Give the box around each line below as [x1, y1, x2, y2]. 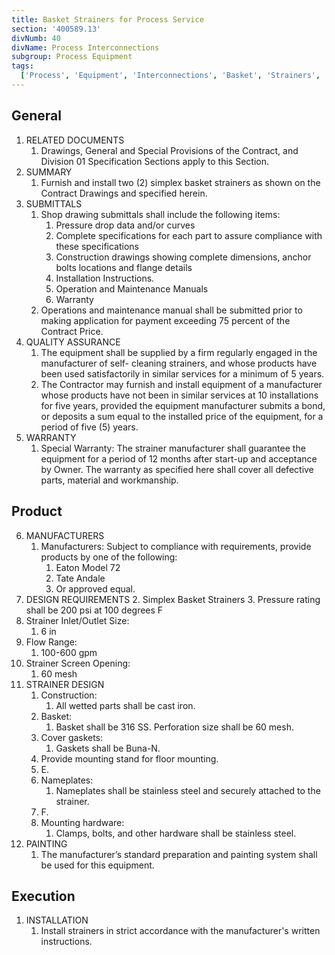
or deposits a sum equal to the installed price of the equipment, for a [40, 410, 324, 422]
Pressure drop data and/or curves [55, 219, 196, 231]
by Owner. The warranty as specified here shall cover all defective [40, 463, 314, 475]
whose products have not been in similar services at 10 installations [40, 389, 319, 401]
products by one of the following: [40, 551, 178, 563]
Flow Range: [25, 636, 78, 648]
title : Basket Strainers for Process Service [11, 14, 204, 25]
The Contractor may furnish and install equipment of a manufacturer [40, 378, 323, 390]
